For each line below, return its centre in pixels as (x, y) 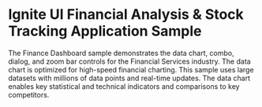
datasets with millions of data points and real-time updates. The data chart (129, 78)
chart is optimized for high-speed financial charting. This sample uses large (131, 69)
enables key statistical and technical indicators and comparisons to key (124, 86)
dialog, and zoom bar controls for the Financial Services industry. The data (129, 61)
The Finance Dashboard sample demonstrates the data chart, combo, (121, 53)
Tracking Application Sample (105, 31)
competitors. (29, 94)
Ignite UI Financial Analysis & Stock (126, 15)
